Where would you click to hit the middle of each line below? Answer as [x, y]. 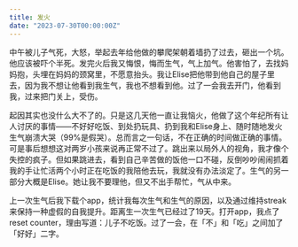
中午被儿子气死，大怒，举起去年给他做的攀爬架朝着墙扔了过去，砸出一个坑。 [149, 52]
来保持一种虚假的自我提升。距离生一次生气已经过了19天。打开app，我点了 [145, 211]
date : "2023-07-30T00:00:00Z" [65, 26]
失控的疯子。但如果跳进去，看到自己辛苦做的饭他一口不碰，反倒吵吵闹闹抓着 [149, 159]
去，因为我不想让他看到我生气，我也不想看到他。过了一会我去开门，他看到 [145, 85]
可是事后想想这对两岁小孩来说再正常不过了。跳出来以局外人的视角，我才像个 [149, 148]
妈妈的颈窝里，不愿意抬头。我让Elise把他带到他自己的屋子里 [165, 74]
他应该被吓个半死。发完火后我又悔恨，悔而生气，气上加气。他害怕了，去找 [145, 63]
